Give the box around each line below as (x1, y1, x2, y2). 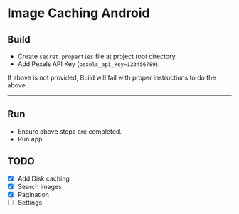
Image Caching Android (7, 5, 151, 21)
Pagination (17, 190, 50, 198)
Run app (17, 134, 43, 143)
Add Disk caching (17, 174, 70, 183)
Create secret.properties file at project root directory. (17, 52, 178, 60)
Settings (17, 198, 43, 207)
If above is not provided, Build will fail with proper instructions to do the (7, 73, 216, 82)
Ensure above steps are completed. (17, 127, 122, 136)
